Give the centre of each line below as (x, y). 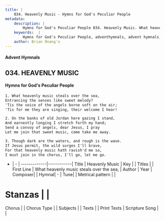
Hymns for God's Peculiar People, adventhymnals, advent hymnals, (92, 37)
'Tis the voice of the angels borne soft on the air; (61, 105)
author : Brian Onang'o (37, 42)
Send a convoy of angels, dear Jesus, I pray (52, 128)
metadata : (15, 19)
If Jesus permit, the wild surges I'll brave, (54, 146)
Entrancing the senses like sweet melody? (49, 100)
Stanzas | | (27, 194)
